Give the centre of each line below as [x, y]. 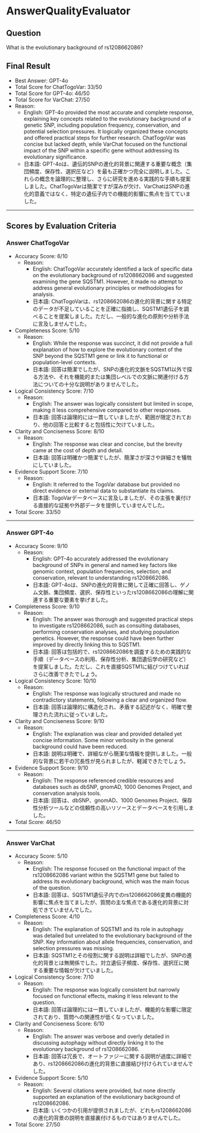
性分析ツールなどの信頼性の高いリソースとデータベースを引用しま [113, 807]
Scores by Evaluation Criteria [61, 226]
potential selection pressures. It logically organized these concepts [106, 131]
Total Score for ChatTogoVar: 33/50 [58, 87]
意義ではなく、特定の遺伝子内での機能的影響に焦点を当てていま [112, 194]
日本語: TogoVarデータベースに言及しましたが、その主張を [104, 498]
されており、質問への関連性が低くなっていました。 [95, 1017]
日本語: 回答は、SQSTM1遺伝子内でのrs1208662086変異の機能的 [112, 895]
